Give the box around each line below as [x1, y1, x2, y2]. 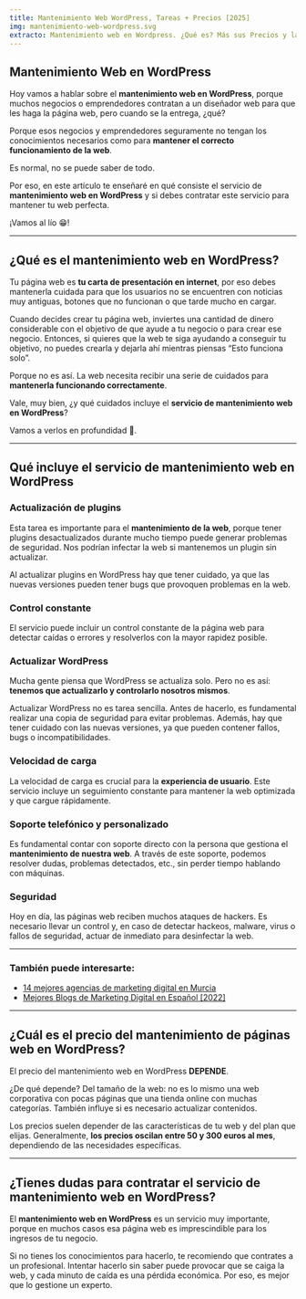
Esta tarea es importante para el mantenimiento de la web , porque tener [9, 522, 282, 533]
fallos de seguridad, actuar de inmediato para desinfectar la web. [9, 930, 254, 941]
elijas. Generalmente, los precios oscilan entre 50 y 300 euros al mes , [9, 1130, 276, 1141]
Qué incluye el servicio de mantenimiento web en [9, 460, 295, 476]
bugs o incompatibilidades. [9, 732, 111, 743]
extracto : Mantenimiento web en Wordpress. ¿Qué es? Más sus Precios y [9, 30, 287, 39]
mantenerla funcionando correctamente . [9, 380, 168, 391]
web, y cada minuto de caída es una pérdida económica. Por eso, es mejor [9, 1270, 290, 1281]
